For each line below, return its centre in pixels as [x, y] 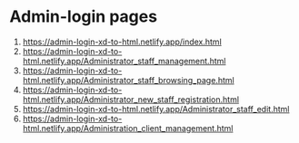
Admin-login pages [83, 17]
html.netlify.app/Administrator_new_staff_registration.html [130, 99]
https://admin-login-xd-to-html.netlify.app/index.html [122, 42]
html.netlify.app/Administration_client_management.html [128, 128]
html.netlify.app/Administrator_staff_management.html [124, 61]
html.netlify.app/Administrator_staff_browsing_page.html [128, 80]
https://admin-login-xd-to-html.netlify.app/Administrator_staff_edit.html [156, 109]
